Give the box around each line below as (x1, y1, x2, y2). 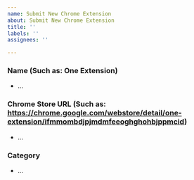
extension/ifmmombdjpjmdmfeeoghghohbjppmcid (7, 117, 185, 127)
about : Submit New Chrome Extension (7, 17, 115, 24)
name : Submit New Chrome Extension (7, 10, 112, 18)
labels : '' (7, 30, 39, 37)
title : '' (7, 23, 37, 30)
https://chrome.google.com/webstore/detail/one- (7, 108, 182, 118)
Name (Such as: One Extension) (7, 66, 118, 76)
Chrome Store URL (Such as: (7, 99, 107, 109)
